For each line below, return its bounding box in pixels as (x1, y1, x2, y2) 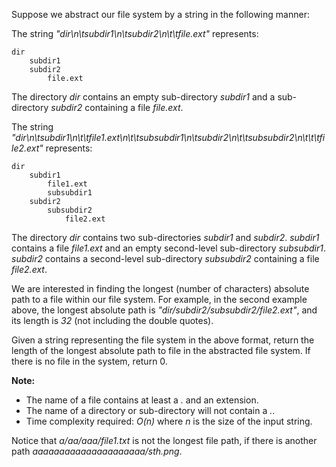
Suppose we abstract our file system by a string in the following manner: (11, 9, 310, 20)
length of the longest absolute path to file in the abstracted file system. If (11, 345, 311, 356)
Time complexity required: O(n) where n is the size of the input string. (25, 415, 313, 427)
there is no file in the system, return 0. (11, 355, 168, 367)
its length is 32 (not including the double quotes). (11, 315, 214, 326)
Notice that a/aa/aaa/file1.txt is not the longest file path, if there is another (11, 435, 318, 446)
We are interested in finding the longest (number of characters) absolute (11, 283, 310, 294)
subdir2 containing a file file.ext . (50, 102, 184, 113)
